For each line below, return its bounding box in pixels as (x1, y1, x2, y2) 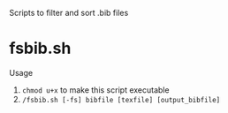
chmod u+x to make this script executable (21, 84, 170, 95)
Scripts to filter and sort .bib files (9, 8, 129, 18)
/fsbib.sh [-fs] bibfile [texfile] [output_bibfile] (21, 95, 221, 104)
